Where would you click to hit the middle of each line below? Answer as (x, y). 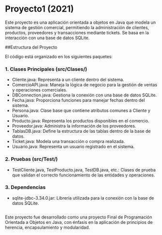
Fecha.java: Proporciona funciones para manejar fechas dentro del (78, 100)
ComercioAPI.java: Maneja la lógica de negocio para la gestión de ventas (85, 85)
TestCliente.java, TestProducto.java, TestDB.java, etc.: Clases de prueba (84, 170)
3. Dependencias (25, 188)
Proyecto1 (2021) (39, 9)
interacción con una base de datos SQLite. (47, 38)
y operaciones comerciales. (40, 90)
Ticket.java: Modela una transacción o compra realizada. (68, 141)
